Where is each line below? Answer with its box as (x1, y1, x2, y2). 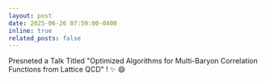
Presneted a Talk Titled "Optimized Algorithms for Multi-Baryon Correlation (8, 56, 258, 66)
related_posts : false (8, 34, 82, 43)
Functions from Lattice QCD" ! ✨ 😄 (8, 65, 126, 75)
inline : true (8, 26, 53, 34)
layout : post (8, 11, 53, 20)
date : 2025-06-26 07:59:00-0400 (8, 19, 117, 27)
